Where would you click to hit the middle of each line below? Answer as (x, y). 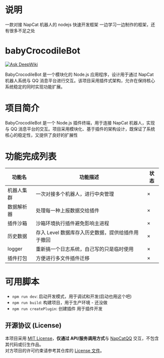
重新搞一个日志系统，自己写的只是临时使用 (85, 249)
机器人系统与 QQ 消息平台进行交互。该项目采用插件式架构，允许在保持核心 (80, 80)
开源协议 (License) (33, 325)
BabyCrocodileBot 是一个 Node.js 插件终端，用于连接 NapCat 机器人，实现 (80, 122)
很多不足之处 (22, 30)
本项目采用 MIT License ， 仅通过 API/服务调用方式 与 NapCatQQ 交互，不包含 (82, 338)
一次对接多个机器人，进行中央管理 (75, 194)
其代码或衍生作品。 (24, 344)
